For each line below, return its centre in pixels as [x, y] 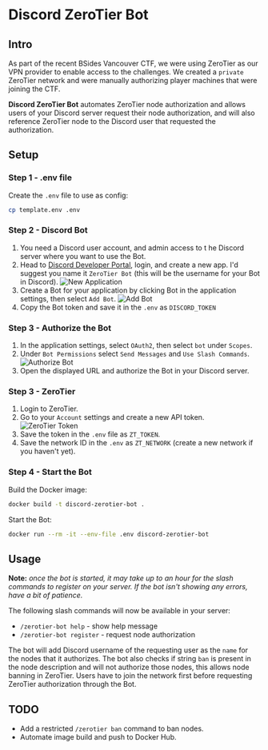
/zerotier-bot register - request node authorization [108, 635]
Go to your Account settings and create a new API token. [112, 417]
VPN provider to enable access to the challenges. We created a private [126, 72]
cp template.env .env [44, 209]
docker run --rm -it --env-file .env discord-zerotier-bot [109, 534]
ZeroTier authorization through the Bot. [72, 684]
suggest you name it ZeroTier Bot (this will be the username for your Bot [140, 273]
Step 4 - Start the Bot [50, 472]
